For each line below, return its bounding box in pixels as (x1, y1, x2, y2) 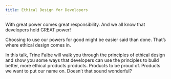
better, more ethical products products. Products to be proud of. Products (5, 62, 161, 68)
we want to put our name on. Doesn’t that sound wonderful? (5, 68, 132, 74)
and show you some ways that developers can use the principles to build (5, 57, 159, 63)
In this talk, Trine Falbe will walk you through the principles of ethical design (5, 52, 165, 58)
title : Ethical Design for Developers (5, 7, 88, 13)
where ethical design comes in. (5, 42, 71, 48)
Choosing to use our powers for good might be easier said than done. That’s (5, 36, 166, 43)
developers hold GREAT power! (5, 26, 71, 33)
